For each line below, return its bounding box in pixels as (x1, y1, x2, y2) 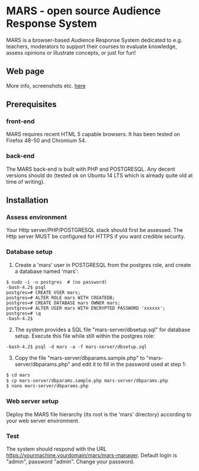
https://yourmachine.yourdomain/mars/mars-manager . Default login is (6, 451, 178, 459)
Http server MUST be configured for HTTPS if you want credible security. (6, 233, 185, 240)
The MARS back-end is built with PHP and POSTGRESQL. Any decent (6, 165, 176, 172)
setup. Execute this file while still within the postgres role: (14, 332, 155, 340)
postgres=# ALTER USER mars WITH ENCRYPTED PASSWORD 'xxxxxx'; (6, 305, 166, 311)
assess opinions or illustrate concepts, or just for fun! (6, 49, 136, 56)
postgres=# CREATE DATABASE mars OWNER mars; (6, 300, 120, 306)
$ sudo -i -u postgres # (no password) (6, 279, 108, 285)
